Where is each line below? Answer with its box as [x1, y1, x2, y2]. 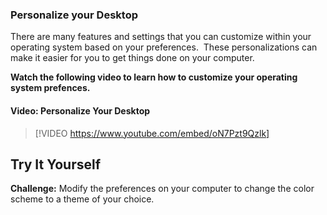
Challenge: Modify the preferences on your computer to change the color [10, 183, 315, 195]
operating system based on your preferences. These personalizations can [10, 41, 318, 53]
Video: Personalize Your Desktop [10, 104, 151, 117]
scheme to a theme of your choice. [10, 193, 155, 205]
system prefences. [10, 82, 91, 94]
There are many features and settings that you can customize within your [10, 31, 312, 43]
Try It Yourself [10, 156, 102, 173]
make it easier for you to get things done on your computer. [10, 52, 255, 64]
